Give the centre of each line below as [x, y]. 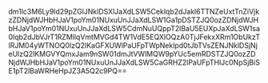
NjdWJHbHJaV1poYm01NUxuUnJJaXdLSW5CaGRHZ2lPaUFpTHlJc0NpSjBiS [134, 62]
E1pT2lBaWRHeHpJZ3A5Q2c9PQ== [68, 71]
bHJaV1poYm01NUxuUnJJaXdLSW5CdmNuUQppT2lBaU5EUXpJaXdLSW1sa [134, 28]
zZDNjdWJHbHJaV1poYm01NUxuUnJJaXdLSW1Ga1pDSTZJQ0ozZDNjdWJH [134, 20]
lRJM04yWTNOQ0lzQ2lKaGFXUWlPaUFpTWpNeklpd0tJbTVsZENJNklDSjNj [133, 45]
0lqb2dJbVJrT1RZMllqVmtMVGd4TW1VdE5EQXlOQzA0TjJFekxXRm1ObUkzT [134, 37]
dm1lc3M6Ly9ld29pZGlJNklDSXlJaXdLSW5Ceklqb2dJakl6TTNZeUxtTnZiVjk [134, 12]
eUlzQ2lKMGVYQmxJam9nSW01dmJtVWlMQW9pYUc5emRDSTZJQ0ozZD [132, 54]
